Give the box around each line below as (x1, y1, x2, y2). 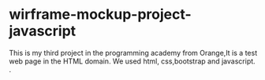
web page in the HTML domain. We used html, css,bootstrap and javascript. (9, 56, 256, 66)
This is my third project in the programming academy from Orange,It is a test (9, 48, 258, 57)
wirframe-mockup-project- (9, 5, 192, 24)
